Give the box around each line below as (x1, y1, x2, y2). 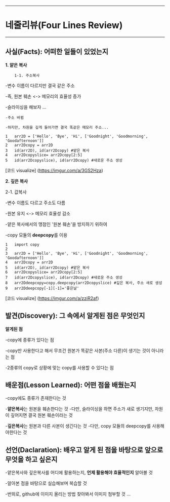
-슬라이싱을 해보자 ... (5, 104, 47, 110)
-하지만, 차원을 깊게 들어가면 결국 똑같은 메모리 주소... (5, 125, 109, 130)
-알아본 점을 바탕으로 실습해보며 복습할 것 (5, 480, 87, 486)
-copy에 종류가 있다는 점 (5, 336, 54, 342)
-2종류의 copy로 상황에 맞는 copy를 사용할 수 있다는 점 (5, 364, 114, 370)
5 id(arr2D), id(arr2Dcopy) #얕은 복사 (5, 265, 90, 270)
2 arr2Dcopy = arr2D (5, 142, 53, 147)
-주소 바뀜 (5, 115, 24, 120)
